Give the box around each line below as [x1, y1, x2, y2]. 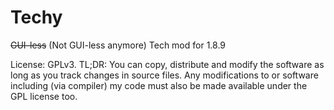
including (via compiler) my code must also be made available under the [10, 79, 308, 91]
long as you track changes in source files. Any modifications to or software [10, 69, 319, 81]
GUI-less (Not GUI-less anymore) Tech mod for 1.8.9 [10, 39, 227, 51]
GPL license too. [10, 90, 78, 102]
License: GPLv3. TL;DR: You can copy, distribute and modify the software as [10, 58, 325, 70]
